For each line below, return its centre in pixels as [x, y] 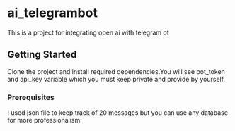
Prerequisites [31, 97]
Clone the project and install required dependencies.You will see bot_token [116, 71]
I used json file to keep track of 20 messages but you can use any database [118, 113]
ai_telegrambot [52, 13]
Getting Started [42, 55]
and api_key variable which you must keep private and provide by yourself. [116, 79]
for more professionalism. [45, 120]
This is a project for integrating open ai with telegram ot [88, 32]
